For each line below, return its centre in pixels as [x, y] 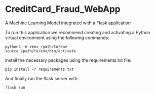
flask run [15, 88]
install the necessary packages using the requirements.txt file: [68, 60]
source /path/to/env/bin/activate [41, 51]
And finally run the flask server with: [42, 78]
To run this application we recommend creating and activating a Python [78, 32]
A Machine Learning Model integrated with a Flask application [68, 23]
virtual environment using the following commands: [57, 38]
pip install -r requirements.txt [39, 69]
